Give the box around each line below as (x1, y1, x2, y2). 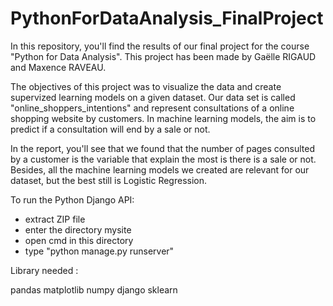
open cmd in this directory (24, 234, 134, 246)
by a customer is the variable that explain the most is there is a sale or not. (10, 153, 317, 165)
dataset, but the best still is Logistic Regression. (10, 174, 208, 186)
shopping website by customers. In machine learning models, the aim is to (10, 112, 317, 124)
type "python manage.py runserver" (24, 245, 175, 257)
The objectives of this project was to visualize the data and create (10, 80, 282, 92)
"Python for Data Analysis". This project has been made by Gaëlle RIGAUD (10, 50, 317, 62)
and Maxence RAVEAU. (10, 61, 107, 73)
